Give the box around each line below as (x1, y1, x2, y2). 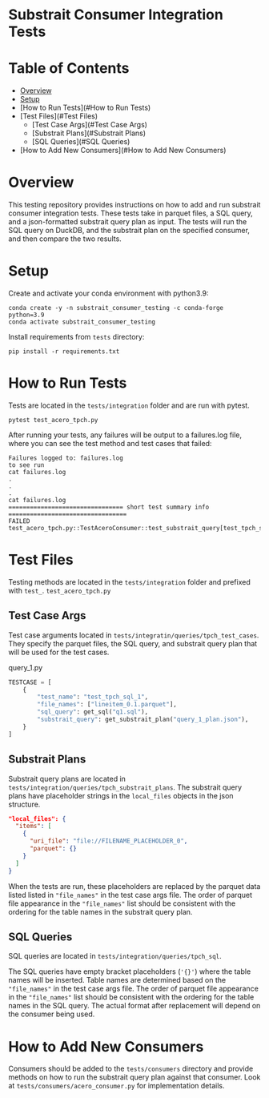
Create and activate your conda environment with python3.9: (8, 288, 210, 298)
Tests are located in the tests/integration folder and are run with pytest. (8, 400, 250, 410)
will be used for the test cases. (8, 647, 110, 657)
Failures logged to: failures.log (8, 454, 124, 462)
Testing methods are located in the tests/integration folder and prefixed (8, 577, 251, 586)
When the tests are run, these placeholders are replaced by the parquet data (8, 881, 261, 891)
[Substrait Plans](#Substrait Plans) (31, 128, 147, 138)
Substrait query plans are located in (8, 774, 126, 783)
